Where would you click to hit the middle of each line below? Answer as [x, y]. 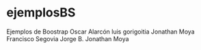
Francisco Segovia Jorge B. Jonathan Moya [68, 38]
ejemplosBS [41, 13]
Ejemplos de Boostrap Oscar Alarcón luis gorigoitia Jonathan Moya [101, 32]
